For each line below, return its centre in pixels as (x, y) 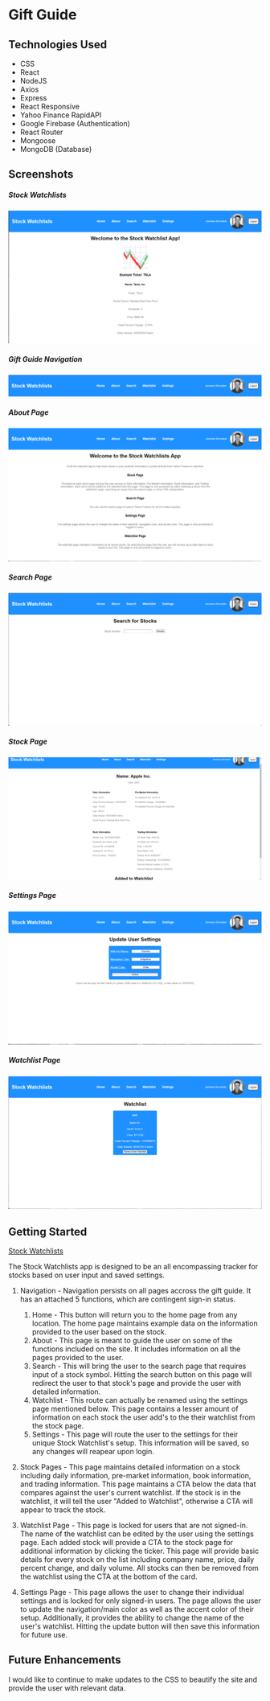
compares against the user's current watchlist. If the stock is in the (130, 1492)
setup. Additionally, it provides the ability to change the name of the (132, 1617)
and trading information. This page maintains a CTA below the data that (138, 1484)
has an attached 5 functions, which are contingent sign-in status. (127, 1299)
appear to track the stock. (63, 1510)
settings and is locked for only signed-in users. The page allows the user (140, 1601)
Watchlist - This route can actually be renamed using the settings (140, 1400)
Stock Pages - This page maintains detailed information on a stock (130, 1467)
